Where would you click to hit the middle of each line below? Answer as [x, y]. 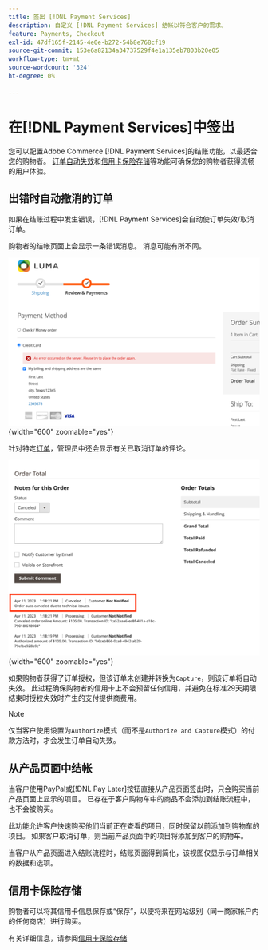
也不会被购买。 [33, 809]
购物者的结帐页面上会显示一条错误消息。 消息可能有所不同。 [107, 246]
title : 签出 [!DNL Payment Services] [70, 17]
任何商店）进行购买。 [50, 921]
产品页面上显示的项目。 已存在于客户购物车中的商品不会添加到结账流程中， [132, 799]
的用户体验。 [29, 171]
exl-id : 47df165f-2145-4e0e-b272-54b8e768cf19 [87, 42]
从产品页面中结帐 [50, 768]
